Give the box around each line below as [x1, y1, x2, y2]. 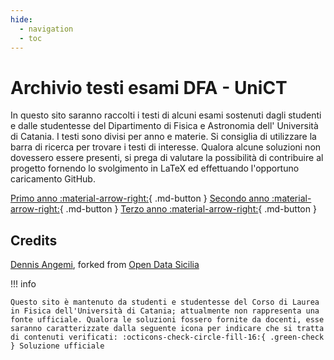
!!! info [10, 278, 37, 290]
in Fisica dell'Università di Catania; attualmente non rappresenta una [10, 306, 320, 316]
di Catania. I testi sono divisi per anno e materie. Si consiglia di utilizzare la [10, 131, 317, 143]
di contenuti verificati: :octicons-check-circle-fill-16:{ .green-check [10, 332, 325, 343]
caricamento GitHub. [10, 173, 96, 185]
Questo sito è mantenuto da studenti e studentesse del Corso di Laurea [10, 297, 320, 308]
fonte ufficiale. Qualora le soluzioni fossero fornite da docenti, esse [10, 315, 325, 325]
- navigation [19, 24, 74, 34]
